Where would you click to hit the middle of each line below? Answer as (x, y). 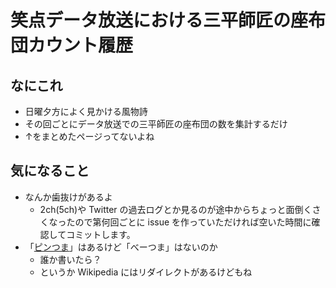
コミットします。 (101, 234)
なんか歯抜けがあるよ (68, 197)
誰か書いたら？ (70, 259)
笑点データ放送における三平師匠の (151, 20)
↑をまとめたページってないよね (89, 136)
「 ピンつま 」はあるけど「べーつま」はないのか (121, 247)
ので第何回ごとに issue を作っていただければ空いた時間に (193, 222)
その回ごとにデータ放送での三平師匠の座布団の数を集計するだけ (156, 124)
